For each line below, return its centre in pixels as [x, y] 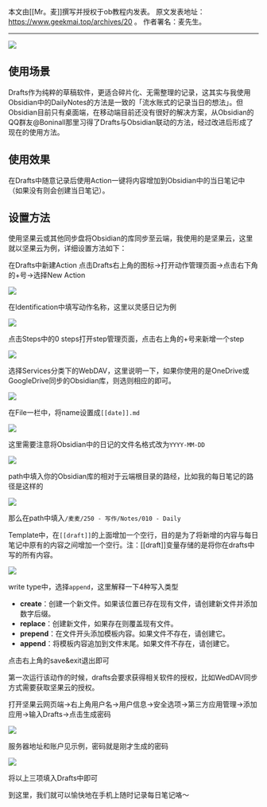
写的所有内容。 [33, 555]
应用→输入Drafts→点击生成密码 [60, 715]
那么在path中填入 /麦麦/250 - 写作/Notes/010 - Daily [95, 518]
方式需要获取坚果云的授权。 [54, 688]
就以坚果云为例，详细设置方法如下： [68, 249]
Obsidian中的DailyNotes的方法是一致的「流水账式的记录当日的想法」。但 [126, 102]
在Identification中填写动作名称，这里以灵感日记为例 [92, 307]
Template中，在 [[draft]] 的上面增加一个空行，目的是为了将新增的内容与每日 [133, 535]
